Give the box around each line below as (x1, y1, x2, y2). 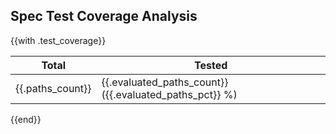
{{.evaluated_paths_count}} (101, 75, 229, 89)
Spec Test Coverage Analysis (10, 8, 198, 25)
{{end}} (10, 113, 42, 125)
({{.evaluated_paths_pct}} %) (101, 87, 238, 101)
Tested (194, 58, 228, 72)
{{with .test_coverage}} (10, 34, 107, 46)
